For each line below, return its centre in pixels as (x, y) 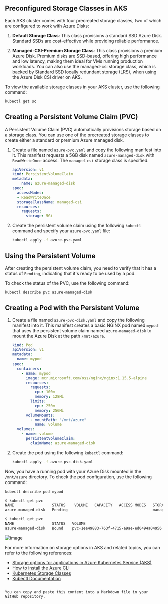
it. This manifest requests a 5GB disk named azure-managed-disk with (83, 155)
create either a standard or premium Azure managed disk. (65, 140)
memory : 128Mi (49, 397)
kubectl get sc (21, 101)
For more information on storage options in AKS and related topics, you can (83, 547)
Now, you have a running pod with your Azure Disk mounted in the (73, 471)
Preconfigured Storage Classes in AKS (66, 8)
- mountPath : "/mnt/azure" (59, 420)
